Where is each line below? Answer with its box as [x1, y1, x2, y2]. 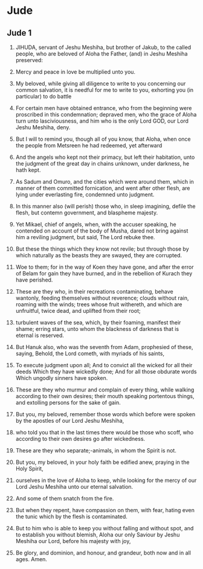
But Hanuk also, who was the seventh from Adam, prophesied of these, [15, 344, 193, 350]
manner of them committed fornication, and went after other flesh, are [15, 185, 190, 191]
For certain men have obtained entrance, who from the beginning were [15, 104, 192, 112]
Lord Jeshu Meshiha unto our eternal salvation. [15, 483, 134, 490]
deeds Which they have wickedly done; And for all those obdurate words [15, 368, 197, 375]
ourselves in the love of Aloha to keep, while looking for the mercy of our [15, 477, 197, 484]
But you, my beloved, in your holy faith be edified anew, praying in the [15, 458, 190, 466]
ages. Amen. [15, 556, 48, 562]
